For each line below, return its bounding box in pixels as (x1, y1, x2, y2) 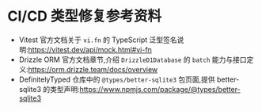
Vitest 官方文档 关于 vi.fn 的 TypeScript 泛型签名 (18, 35, 177, 44)
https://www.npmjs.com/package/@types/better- (79, 84, 241, 94)
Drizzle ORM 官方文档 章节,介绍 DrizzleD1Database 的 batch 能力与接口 (18, 55, 247, 64)
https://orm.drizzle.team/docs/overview (28, 64, 158, 74)
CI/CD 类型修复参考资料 (7, 7, 162, 25)
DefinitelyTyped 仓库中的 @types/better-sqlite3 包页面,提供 (18, 75, 215, 84)
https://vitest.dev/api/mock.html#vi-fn (28, 44, 152, 54)
